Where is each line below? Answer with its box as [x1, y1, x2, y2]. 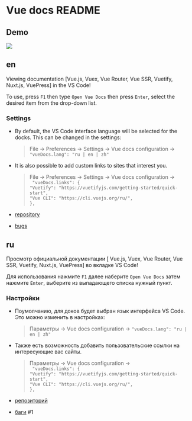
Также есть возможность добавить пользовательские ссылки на [14, 342, 180, 349]
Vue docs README [6, 4, 100, 17]
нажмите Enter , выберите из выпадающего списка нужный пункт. [6, 279, 173, 286]
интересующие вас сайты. [14, 348, 82, 355]
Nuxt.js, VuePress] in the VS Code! [6, 81, 91, 89]
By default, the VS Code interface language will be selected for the [14, 128, 178, 135]
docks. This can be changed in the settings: [14, 134, 122, 141]
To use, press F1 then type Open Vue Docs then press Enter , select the [6, 93, 175, 100]
